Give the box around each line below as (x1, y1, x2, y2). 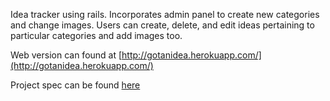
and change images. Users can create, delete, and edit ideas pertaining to (10, 19, 315, 31)
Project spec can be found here (10, 79, 141, 91)
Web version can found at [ (10, 49, 123, 61)
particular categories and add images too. (10, 30, 183, 41)
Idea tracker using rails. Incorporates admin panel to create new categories (10, 9, 320, 20)
